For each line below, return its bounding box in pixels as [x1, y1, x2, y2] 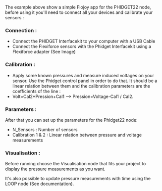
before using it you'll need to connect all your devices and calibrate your [5, 9, 153, 15]
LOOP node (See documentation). [5, 181, 74, 187]
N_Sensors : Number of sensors [12, 126, 78, 133]
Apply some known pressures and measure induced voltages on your [12, 72, 155, 78]
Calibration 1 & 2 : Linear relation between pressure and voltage [12, 132, 142, 138]
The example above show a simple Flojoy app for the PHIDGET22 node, [5, 4, 151, 10]
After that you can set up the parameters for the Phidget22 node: [5, 117, 138, 123]
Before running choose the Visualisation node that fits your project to [5, 161, 146, 167]
